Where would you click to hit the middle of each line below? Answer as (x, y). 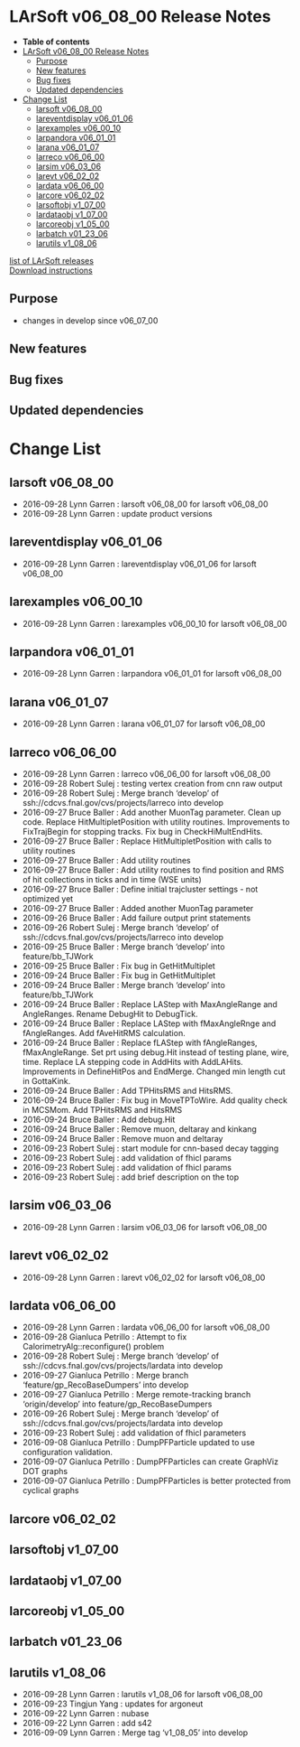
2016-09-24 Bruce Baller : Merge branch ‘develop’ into (123, 985)
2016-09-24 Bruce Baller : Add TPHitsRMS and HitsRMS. (127, 1090)
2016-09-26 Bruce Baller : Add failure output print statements (136, 918)
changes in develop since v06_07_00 (90, 320)
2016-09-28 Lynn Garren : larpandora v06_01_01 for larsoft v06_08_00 (152, 674)
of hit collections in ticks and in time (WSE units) (112, 879)
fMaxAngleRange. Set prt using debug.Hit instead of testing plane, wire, (156, 1052)
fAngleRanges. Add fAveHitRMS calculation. (104, 1032)
